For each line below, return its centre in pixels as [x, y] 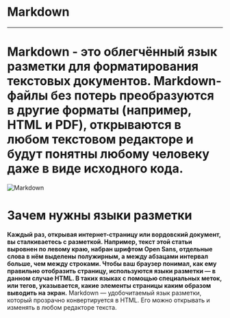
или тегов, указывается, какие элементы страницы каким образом [109, 285]
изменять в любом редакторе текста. [62, 307]
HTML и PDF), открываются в [94, 125]
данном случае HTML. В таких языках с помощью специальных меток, [115, 278]
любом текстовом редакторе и [100, 140]
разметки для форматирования [103, 67]
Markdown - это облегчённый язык [112, 52]
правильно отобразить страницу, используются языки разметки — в [111, 271]
